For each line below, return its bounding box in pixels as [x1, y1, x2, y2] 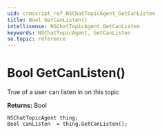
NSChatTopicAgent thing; [7, 115, 79, 122]
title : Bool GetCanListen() [7, 16, 88, 23]
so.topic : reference [7, 36, 67, 43]
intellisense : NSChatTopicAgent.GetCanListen [7, 23, 140, 30]
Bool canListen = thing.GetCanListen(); [7, 121, 128, 128]
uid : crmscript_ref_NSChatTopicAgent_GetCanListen [7, 10, 156, 17]
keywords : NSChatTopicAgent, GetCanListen [7, 29, 131, 36]
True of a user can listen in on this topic [7, 88, 120, 96]
